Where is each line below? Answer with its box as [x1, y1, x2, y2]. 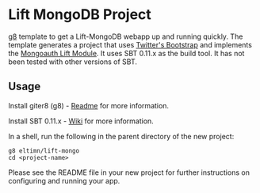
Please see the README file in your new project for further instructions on [8, 168, 250, 177]
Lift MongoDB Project [8, 6, 152, 24]
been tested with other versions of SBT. [8, 57, 137, 66]
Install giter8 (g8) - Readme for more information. [8, 100, 169, 110]
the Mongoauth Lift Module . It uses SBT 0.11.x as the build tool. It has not [8, 48, 245, 58]
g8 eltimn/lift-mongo [8, 146, 80, 155]
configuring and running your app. [8, 176, 120, 185]
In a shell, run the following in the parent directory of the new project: [8, 131, 235, 141]
